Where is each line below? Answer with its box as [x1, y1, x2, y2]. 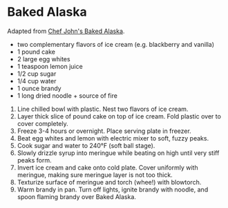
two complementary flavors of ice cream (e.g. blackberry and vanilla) [17, 40, 215, 48]
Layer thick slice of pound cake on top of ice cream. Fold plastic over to [17, 112, 221, 121]
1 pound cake [17, 48, 55, 56]
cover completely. [17, 119, 69, 127]
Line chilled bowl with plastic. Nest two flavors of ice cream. [17, 105, 189, 113]
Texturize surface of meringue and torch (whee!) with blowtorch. [17, 178, 202, 186]
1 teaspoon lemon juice [17, 62, 83, 70]
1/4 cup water [17, 76, 57, 85]
